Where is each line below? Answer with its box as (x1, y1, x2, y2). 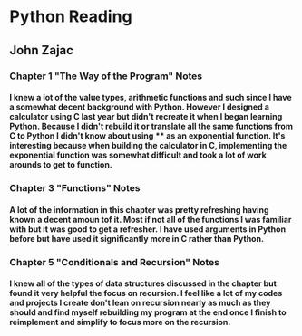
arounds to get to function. (9, 159, 113, 170)
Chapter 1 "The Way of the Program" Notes (9, 70, 203, 82)
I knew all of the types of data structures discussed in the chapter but (9, 278, 277, 289)
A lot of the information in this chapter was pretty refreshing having (9, 204, 269, 215)
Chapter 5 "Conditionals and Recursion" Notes (9, 255, 220, 268)
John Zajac (9, 43, 74, 58)
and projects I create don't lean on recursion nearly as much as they (9, 297, 271, 309)
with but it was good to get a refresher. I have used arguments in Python (9, 224, 287, 235)
